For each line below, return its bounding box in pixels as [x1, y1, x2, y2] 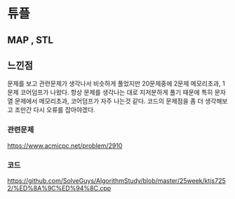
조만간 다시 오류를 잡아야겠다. [14, 106, 96, 114]
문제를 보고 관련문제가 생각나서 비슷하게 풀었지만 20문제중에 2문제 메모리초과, [7, 79, 221, 88]
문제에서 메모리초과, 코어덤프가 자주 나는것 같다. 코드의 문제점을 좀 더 [14, 97, 203, 105]
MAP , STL [7, 34, 54, 46]
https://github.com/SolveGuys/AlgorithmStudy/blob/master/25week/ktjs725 [7, 176, 226, 185]
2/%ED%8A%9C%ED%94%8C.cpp [7, 184, 112, 192]
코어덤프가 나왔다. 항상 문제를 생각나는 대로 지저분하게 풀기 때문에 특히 [20, 88, 213, 97]
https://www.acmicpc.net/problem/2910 [7, 141, 123, 150]
